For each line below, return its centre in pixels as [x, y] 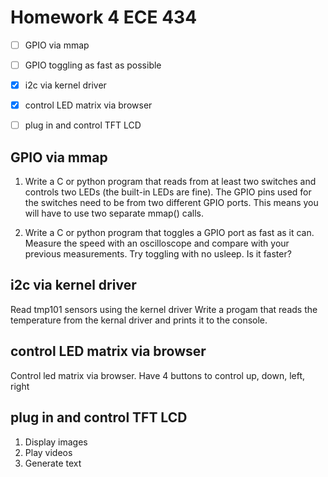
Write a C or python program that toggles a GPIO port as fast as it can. [169, 233]
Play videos [48, 452]
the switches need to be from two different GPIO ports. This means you [171, 203]
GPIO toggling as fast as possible [93, 65]
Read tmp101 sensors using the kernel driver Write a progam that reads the [164, 309]
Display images [56, 442]
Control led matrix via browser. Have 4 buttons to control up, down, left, [158, 375]
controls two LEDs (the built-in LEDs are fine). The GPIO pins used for [168, 192]
